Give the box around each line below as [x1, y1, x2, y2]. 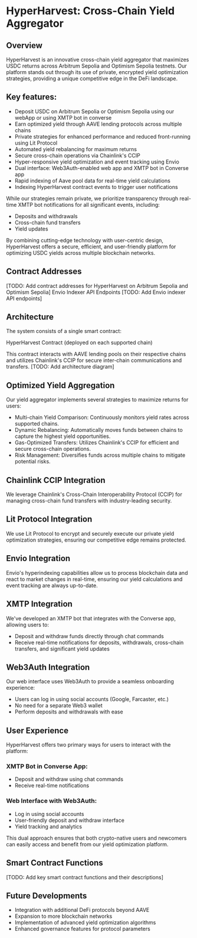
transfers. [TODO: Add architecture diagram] [6, 363, 114, 370]
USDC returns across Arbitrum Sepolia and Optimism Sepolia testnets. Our [6, 62, 187, 69]
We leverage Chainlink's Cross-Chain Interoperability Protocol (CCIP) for [6, 491, 183, 498]
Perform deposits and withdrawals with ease [14, 708, 123, 715]
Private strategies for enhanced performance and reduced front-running [14, 133, 191, 140]
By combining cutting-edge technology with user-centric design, [6, 236, 164, 244]
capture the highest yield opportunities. [14, 433, 111, 440]
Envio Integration [6, 553, 71, 564]
